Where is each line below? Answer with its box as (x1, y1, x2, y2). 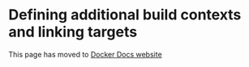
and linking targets (8, 23, 138, 41)
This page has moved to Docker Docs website (8, 49, 162, 59)
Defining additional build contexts (8, 6, 242, 24)
